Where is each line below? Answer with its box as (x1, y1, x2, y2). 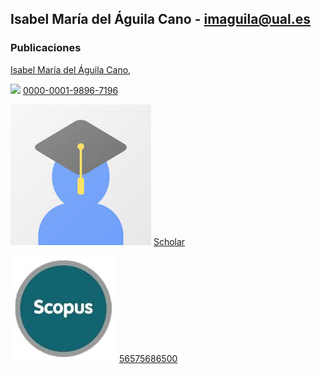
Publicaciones (10, 41, 82, 55)
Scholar (153, 235, 186, 247)
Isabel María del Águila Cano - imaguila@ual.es (10, 11, 312, 28)
